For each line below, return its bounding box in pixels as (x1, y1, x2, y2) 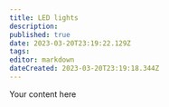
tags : (9, 47, 30, 56)
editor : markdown (9, 55, 75, 64)
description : (9, 22, 59, 31)
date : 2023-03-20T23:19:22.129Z (9, 38, 131, 48)
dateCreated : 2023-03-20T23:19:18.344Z (9, 64, 160, 73)
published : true (9, 30, 70, 39)
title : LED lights (9, 13, 79, 23)
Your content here (9, 88, 77, 100)
